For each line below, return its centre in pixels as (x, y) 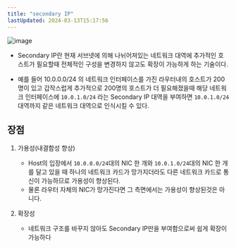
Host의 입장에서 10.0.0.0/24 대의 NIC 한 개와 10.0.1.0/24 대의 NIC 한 (124, 163)
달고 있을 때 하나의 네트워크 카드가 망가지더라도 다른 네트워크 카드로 (129, 172)
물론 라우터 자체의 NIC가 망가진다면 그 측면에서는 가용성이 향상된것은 (123, 190)
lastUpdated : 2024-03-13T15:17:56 (58, 20)
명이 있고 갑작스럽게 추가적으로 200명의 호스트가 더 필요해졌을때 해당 (113, 88)
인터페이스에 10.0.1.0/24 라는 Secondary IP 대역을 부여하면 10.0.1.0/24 (127, 97)
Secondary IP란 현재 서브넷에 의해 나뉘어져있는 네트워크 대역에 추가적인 (117, 55)
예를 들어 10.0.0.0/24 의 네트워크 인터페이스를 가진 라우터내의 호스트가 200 (121, 79)
